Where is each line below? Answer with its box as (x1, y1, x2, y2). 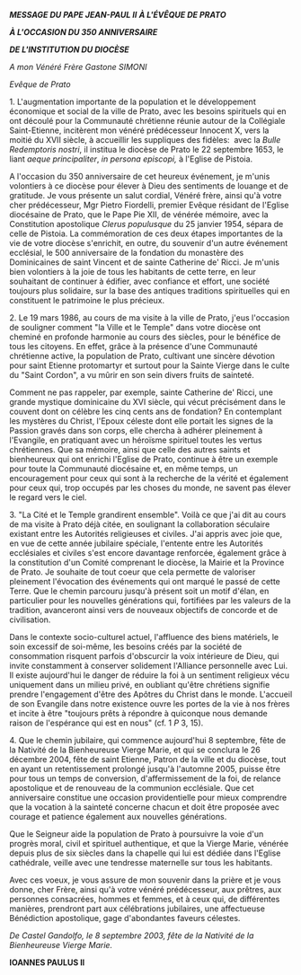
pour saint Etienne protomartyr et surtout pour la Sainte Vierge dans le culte (9, 360, 290, 371)
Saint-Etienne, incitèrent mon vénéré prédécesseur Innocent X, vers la (9, 125, 270, 136)
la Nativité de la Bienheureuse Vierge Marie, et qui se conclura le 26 (9, 744, 261, 755)
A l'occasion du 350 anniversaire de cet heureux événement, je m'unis (9, 171, 270, 181)
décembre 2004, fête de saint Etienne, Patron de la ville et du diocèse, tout (9, 754, 287, 764)
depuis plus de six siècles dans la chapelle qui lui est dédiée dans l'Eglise (9, 848, 281, 858)
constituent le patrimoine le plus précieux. (9, 295, 165, 305)
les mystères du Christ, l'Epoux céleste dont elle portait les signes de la (9, 416, 274, 426)
